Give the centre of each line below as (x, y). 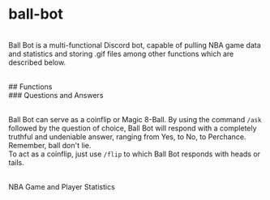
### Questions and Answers (56, 95)
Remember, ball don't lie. (50, 145)
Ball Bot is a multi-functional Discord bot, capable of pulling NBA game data (135, 45)
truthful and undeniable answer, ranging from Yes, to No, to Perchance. (127, 136)
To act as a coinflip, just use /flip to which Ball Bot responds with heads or (135, 154)
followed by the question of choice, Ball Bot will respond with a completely (133, 128)
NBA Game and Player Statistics (62, 186)
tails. (16, 162)
